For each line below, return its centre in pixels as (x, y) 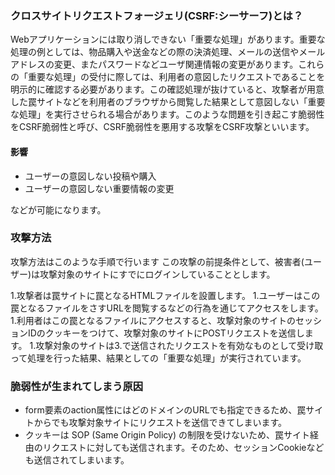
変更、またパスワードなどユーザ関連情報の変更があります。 (176, 64)
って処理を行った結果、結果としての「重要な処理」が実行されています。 (158, 358)
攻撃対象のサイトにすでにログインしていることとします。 (157, 274)
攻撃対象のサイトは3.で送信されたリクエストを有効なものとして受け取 (179, 345)
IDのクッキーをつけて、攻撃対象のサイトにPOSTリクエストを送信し (166, 333)
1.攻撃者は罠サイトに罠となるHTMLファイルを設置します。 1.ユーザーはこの (165, 295)
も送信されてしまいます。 (77, 460)
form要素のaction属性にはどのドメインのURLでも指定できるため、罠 (165, 410)
